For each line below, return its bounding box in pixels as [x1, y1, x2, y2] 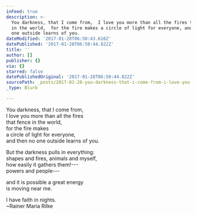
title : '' [6, 47, 30, 53]
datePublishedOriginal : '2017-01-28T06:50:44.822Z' [6, 74, 135, 80]
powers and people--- [6, 167, 60, 174]
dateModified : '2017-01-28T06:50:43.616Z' [6, 36, 111, 42]
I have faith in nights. [6, 196, 57, 203]
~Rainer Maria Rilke [6, 202, 53, 209]
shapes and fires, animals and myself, [6, 155, 97, 162]
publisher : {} [6, 57, 41, 63]
